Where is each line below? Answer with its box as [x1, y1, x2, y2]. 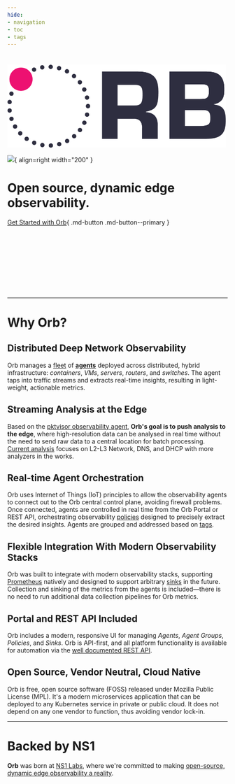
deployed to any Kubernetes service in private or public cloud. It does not [7, 699, 219, 708]
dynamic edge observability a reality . [7, 769, 114, 777]
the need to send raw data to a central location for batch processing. [7, 437, 205, 446]
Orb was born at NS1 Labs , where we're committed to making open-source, [7, 761, 225, 769]
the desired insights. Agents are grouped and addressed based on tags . [7, 520, 215, 529]
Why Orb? [7, 315, 68, 330]
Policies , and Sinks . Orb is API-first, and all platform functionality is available [7, 639, 227, 647]
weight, [7, 383, 29, 392]
